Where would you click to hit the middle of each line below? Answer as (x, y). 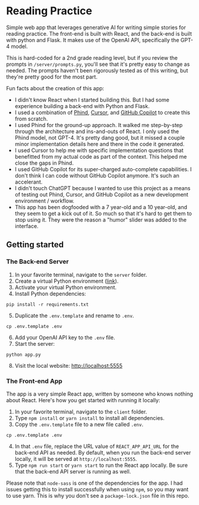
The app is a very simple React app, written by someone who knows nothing (99, 394)
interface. (26, 226)
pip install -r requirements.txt (48, 304)
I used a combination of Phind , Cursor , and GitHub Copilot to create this (102, 112)
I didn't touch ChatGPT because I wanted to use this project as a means (102, 188)
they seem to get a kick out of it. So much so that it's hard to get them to (103, 213)
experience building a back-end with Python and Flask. (82, 106)
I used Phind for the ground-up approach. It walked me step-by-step (99, 125)
